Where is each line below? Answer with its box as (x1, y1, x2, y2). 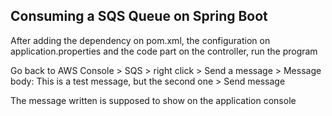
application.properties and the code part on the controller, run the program (10, 45, 318, 57)
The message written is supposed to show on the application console (10, 94, 297, 106)
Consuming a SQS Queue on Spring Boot (10, 8, 268, 25)
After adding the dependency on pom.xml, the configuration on (10, 34, 271, 46)
